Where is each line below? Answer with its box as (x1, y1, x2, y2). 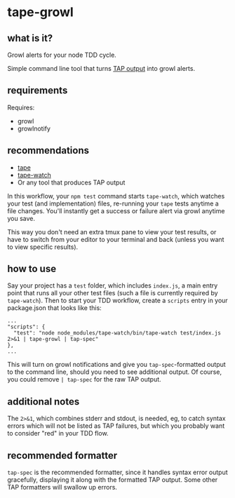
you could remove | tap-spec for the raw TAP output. (7, 375, 161, 384)
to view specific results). (7, 243, 79, 251)
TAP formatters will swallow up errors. (7, 483, 118, 492)
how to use (7, 263, 57, 275)
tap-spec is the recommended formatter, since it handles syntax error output (7, 468, 228, 477)
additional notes (7, 396, 80, 408)
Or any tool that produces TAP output (17, 178, 126, 187)
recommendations (7, 144, 90, 156)
